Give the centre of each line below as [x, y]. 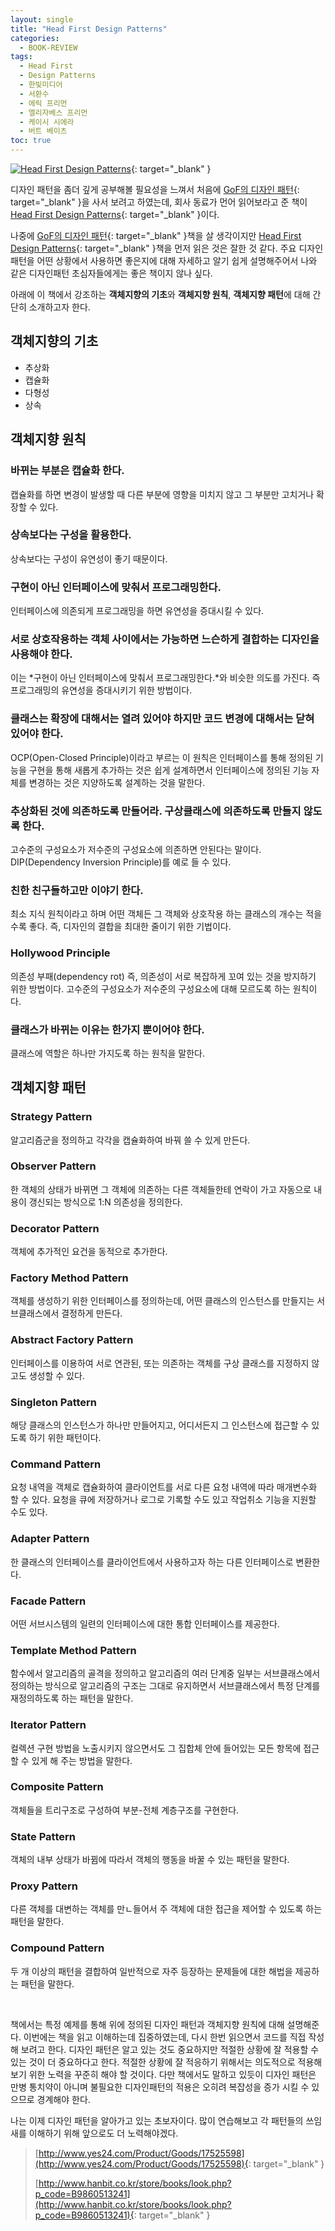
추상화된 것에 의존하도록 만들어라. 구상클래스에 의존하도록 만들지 [156, 811]
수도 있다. [29, 1512]
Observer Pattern [53, 1166]
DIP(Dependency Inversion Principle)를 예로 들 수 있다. [121, 862]
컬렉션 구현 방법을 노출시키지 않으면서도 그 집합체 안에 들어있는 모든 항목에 [156, 1748]
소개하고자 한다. [59, 307]
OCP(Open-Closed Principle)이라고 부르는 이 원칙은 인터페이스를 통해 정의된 [161, 757]
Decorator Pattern [55, 1228]
